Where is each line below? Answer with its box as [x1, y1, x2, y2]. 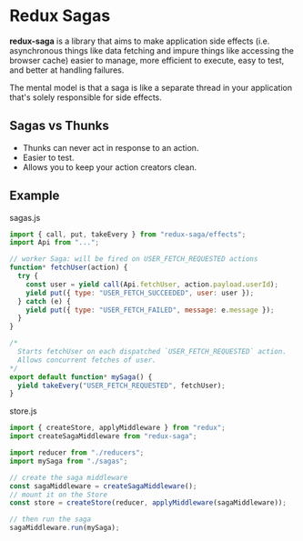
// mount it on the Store [9, 490, 107, 499]
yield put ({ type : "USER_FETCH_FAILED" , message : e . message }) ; [25, 306, 275, 315]
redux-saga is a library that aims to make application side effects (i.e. [9, 35, 270, 46]
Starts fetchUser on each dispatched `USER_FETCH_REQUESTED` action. [17, 347, 287, 356]
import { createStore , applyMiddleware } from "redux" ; [9, 424, 226, 433]
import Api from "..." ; [9, 238, 100, 247]
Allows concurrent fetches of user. [17, 356, 157, 365]
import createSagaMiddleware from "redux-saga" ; [9, 432, 197, 441]
